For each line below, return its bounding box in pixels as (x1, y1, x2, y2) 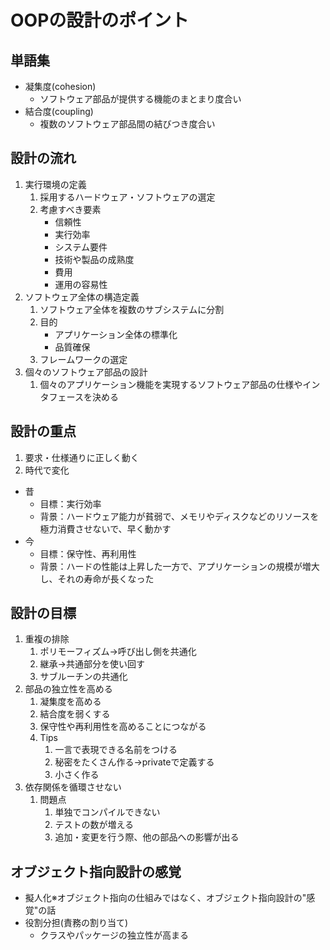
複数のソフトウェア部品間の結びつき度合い (39, 118, 216, 130)
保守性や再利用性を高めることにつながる (39, 721, 207, 733)
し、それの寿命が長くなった (39, 572, 155, 585)
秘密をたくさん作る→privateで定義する (54, 756, 215, 768)
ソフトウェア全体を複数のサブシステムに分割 (39, 303, 225, 315)
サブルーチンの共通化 (39, 671, 128, 683)
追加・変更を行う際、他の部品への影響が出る (54, 831, 240, 843)
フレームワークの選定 (39, 353, 128, 365)
